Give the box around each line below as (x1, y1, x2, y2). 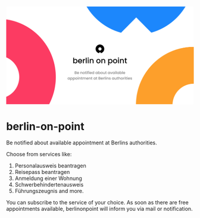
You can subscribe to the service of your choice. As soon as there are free (6, 199, 189, 206)
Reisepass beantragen (14, 169, 70, 176)
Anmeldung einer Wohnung (14, 175, 82, 182)
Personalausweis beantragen (14, 162, 86, 169)
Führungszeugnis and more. (14, 188, 85, 195)
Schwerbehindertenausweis (14, 181, 84, 188)
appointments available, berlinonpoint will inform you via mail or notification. (6, 206, 193, 213)
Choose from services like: (6, 151, 72, 158)
